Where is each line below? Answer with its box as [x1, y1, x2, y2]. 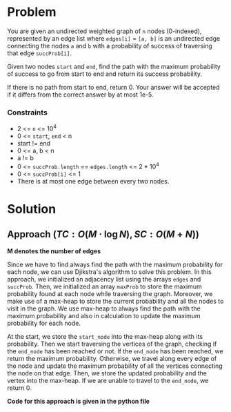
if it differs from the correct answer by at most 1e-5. [7, 90, 154, 99]
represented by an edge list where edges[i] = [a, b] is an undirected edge [7, 34, 221, 42]
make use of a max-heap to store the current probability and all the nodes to [7, 297, 224, 305]
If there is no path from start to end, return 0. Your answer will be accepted [7, 83, 220, 91]
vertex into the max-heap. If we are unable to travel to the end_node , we [7, 376, 209, 384]
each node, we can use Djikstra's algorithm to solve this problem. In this [7, 267, 212, 276]
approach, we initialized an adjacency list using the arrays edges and [7, 275, 201, 283]
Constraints [7, 108, 48, 117]
